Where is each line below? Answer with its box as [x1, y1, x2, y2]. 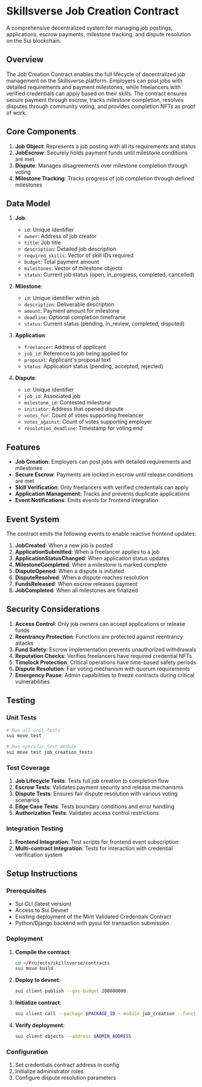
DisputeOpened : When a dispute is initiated [14, 567, 124, 575]
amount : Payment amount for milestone [24, 307, 120, 314]
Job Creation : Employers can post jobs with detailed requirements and [14, 458, 191, 465]
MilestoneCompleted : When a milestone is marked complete [14, 561, 167, 568]
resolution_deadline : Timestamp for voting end [24, 424, 143, 432]
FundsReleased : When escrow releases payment [14, 581, 138, 587]
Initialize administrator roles [14, 1068, 84, 1075]
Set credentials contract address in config [14, 1061, 119, 1069]
